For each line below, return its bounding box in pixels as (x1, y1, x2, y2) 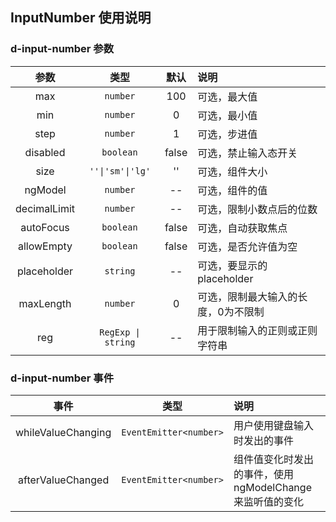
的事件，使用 (233, 467, 294, 481)
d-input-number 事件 (10, 371, 115, 385)
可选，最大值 (197, 89, 258, 103)
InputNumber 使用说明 (10, 9, 152, 27)
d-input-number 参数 (10, 42, 115, 56)
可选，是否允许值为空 (197, 239, 298, 253)
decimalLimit (15, 201, 76, 215)
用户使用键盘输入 (233, 418, 314, 432)
